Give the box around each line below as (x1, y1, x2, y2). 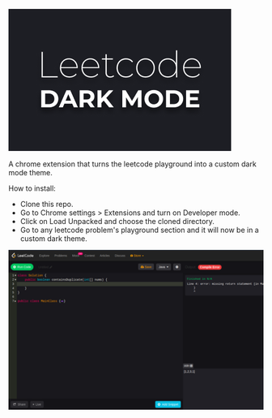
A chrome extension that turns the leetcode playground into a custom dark (8, 159, 257, 169)
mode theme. (8, 168, 53, 177)
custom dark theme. (19, 234, 87, 243)
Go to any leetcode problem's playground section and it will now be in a (19, 225, 259, 235)
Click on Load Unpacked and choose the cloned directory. (19, 217, 215, 226)
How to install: (8, 183, 57, 193)
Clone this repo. (19, 200, 74, 209)
